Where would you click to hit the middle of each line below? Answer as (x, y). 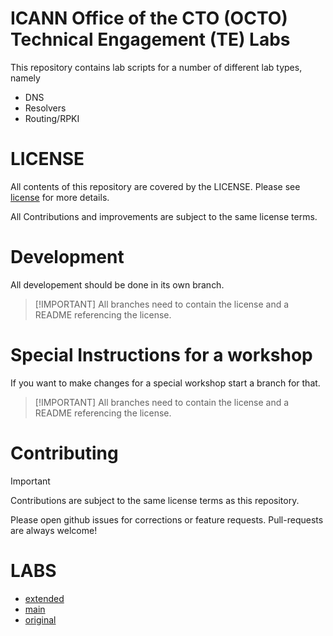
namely (25, 78)
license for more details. (60, 197)
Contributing (64, 453)
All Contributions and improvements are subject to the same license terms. (164, 216)
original (40, 619)
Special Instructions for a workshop (161, 355)
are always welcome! (54, 530)
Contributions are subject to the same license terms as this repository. (155, 500)
